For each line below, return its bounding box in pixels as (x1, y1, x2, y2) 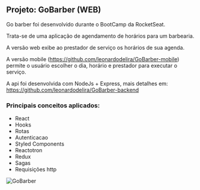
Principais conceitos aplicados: (6, 101, 100, 110)
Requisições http (14, 166, 57, 173)
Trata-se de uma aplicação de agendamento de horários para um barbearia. (6, 32, 195, 40)
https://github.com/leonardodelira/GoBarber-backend (6, 86, 139, 94)
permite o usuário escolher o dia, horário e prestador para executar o (6, 62, 178, 69)
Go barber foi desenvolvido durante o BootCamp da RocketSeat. (6, 20, 166, 28)
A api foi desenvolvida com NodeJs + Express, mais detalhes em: (6, 80, 168, 87)
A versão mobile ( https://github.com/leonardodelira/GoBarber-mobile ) (6, 55, 180, 62)
